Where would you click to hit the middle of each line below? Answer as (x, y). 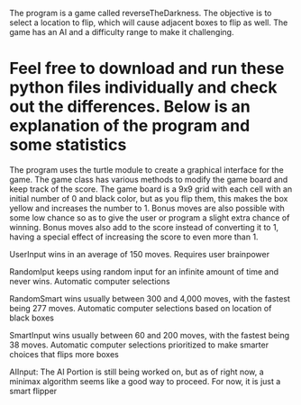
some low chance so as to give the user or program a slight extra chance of (150, 217)
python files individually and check (143, 88)
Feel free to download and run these (147, 69)
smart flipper (33, 391)
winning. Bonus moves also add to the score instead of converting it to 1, (144, 227)
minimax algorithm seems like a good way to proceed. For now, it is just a (145, 381)
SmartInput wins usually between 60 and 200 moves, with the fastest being (150, 335)
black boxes (32, 318)
